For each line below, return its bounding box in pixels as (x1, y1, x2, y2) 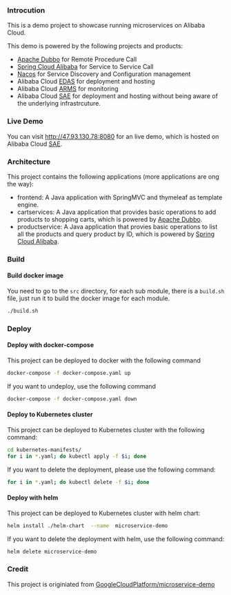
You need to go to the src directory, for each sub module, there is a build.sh (7, 287, 225, 295)
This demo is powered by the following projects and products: (7, 42, 183, 50)
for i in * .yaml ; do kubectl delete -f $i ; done (7, 478, 150, 485)
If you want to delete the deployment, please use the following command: (7, 465, 216, 474)
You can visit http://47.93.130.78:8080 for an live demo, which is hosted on (7, 132, 219, 140)
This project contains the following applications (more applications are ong (7, 172, 219, 181)
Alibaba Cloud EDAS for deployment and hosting (17, 77, 155, 86)
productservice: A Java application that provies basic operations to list (17, 222, 218, 231)
